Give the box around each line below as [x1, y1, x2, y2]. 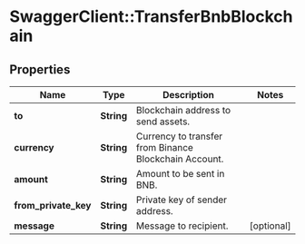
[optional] [249, 220, 291, 232]
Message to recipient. [135, 220, 229, 232]
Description [162, 89, 215, 101]
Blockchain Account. [135, 152, 224, 165]
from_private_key [14, 200, 92, 211]
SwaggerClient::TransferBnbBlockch [9, 6, 293, 27]
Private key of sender [135, 193, 228, 206]
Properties [9, 62, 71, 77]
